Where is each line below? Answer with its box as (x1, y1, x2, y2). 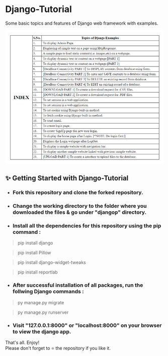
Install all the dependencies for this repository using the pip (12, 222, 161, 229)
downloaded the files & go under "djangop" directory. (12, 209, 147, 216)
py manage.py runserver (17, 309, 69, 315)
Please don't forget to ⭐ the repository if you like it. (5, 345, 111, 351)
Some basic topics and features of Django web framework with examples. (5, 20, 158, 26)
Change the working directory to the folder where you (12, 203, 147, 210)
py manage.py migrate (17, 299, 64, 305)
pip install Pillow (17, 250, 51, 256)
